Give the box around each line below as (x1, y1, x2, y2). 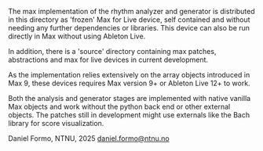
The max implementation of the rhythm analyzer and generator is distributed (8, 7, 255, 16)
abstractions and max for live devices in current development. (8, 55, 209, 64)
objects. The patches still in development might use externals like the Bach (8, 110, 250, 120)
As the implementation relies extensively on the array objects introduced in (8, 70, 250, 79)
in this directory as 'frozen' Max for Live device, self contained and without (8, 15, 250, 24)
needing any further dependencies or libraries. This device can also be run (8, 23, 250, 32)
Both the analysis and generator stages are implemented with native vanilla (8, 94, 251, 102)
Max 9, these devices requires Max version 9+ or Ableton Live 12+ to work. (8, 78, 250, 88)
